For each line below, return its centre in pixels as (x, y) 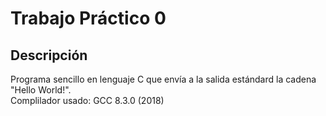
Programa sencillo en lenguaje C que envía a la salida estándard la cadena (163, 79)
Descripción (49, 55)
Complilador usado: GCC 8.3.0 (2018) (87, 100)
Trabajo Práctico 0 (88, 18)
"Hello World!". (41, 90)
